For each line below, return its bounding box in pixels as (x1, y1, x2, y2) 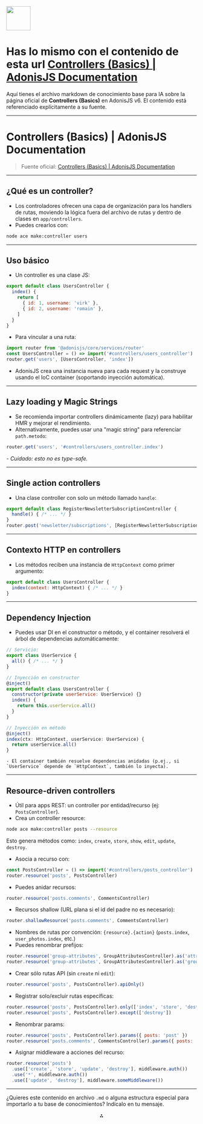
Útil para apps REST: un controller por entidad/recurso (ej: (14, 801, 160, 809)
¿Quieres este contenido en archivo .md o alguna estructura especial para (6, 1094, 189, 1101)
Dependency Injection (6, 613, 91, 623)
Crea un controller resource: (14, 814, 86, 821)
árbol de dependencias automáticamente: (14, 635, 119, 642)
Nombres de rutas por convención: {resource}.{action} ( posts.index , (14, 929, 190, 936)
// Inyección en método (6, 725, 66, 731)
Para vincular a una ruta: (14, 334, 77, 341)
